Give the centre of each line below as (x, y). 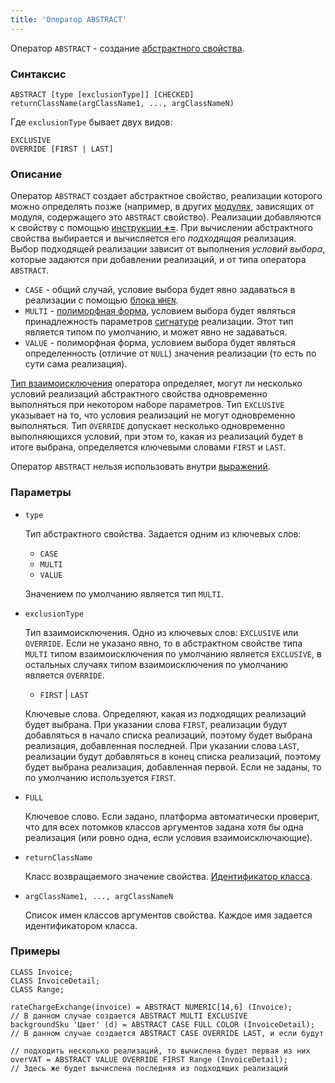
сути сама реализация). (76, 364)
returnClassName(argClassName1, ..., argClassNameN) (122, 103)
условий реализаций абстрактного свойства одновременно (139, 394)
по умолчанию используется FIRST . (100, 777)
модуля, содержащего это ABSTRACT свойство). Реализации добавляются (166, 217)
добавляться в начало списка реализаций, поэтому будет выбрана (168, 735)
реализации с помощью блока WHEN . (101, 300)
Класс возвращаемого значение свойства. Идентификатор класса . (168, 876)
